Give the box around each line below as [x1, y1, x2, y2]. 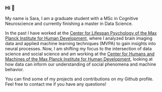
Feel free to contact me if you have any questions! [5, 81, 107, 87]
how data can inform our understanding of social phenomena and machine [5, 61, 156, 68]
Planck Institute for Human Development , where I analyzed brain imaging [5, 35, 153, 41]
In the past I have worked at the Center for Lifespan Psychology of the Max [5, 30, 157, 36]
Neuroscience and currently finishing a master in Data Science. [5, 21, 133, 26]
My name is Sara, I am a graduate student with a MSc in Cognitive [5, 16, 138, 22]
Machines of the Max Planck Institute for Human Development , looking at [5, 56, 153, 62]
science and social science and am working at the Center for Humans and [5, 51, 155, 57]
